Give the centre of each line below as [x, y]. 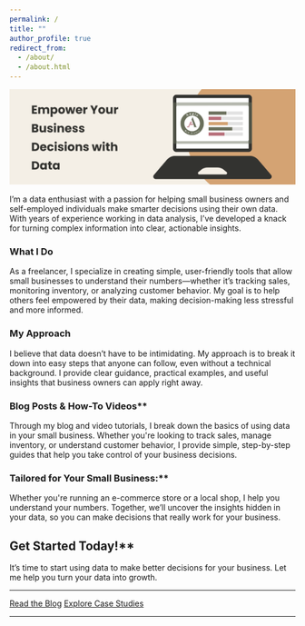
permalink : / [34, 19]
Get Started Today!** [72, 546]
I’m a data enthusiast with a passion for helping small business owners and [149, 199]
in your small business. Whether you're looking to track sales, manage [141, 435]
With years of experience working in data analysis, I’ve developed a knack [148, 219]
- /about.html [44, 67]
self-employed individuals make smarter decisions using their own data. [144, 209]
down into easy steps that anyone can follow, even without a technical [140, 363]
